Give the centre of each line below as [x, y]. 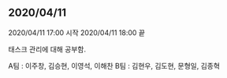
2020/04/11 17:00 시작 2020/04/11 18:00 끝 [77, 32]
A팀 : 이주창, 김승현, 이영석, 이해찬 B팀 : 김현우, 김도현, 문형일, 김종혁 [114, 66]
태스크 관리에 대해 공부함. [47, 49]
